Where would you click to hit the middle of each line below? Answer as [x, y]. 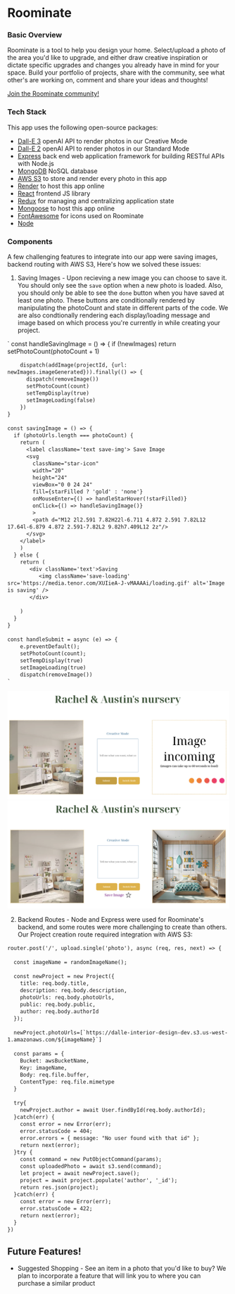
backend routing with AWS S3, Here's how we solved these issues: [104, 265]
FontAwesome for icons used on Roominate [81, 215]
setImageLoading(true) [53, 668]
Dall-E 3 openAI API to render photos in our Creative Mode [102, 141]
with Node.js [36, 163]
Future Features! [44, 1251]
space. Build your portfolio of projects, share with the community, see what [116, 72]
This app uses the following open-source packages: [83, 127]
